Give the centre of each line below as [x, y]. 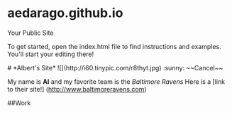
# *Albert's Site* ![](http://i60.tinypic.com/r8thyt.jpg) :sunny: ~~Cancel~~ [115, 68]
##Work [19, 103]
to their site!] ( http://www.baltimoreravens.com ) [77, 89]
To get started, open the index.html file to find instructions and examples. [114, 46]
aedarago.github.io [65, 13]
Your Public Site [31, 33]
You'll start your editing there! [51, 54]
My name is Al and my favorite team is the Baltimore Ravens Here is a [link [116, 81]
